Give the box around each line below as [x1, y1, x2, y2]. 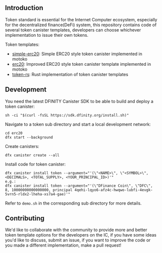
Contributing [5, 214, 45, 223]
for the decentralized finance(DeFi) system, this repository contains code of [5, 22, 157, 28]
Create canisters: [5, 143, 40, 149]
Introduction [5, 4, 44, 12]
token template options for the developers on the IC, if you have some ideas [5, 232, 157, 238]
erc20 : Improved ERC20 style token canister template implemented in [12, 61, 151, 67]
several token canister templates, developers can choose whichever [5, 27, 142, 33]
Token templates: [5, 41, 40, 47]
